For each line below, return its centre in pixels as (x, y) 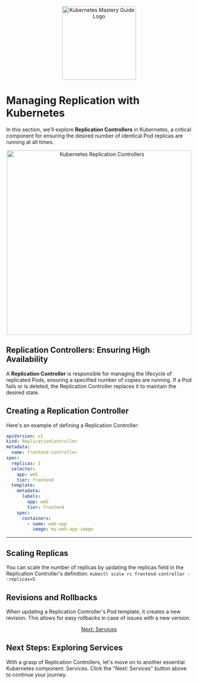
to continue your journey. (37, 675)
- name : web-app (47, 524)
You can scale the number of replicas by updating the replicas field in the (95, 567)
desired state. (23, 392)
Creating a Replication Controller (67, 411)
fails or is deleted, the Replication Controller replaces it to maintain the (91, 386)
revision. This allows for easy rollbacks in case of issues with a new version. (98, 618)
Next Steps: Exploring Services (65, 648)
